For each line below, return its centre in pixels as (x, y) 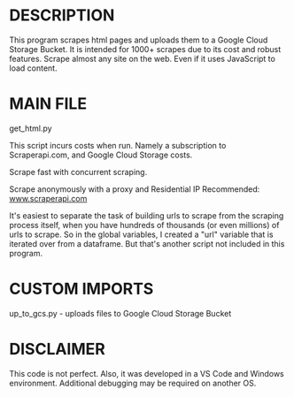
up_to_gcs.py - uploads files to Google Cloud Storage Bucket (120, 313)
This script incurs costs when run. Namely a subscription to (118, 145)
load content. (33, 68)
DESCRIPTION (62, 15)
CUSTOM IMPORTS (81, 289)
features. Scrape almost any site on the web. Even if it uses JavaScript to (143, 58)
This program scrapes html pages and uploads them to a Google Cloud (139, 40)
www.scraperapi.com (48, 198)
